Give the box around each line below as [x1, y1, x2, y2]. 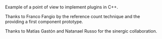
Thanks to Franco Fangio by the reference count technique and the [5, 14, 140, 19]
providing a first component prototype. [5, 19, 83, 24]
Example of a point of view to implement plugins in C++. [5, 4, 118, 10]
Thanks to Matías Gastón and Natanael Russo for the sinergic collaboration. [5, 28, 158, 34]
